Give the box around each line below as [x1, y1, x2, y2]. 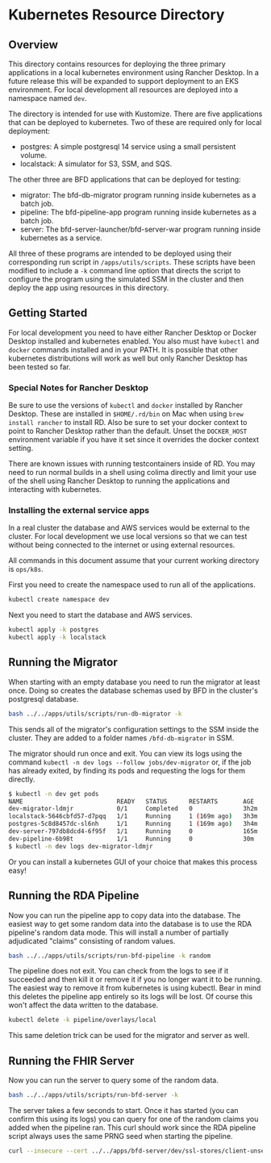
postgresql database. [8, 694, 79, 703]
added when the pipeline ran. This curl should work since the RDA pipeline [8, 1123, 256, 1132]
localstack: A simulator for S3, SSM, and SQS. [19, 159, 173, 169]
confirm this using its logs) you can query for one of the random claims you [8, 1114, 259, 1123]
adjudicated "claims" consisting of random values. [8, 936, 176, 945]
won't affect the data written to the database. [8, 1000, 159, 1010]
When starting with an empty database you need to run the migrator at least [8, 677, 261, 686]
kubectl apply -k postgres [8, 626, 99, 634]
